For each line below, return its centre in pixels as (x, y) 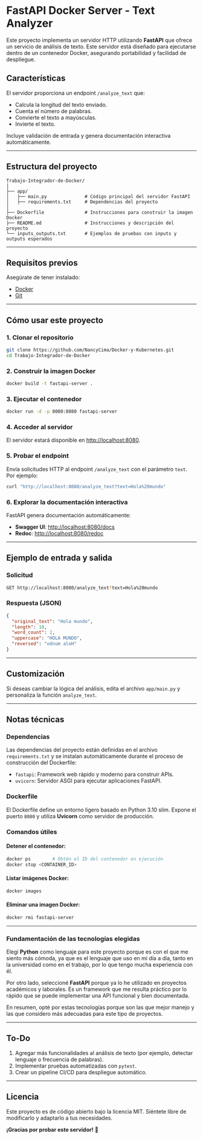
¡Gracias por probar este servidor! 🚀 (52, 1129)
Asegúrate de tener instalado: (43, 277)
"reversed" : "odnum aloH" (44, 644)
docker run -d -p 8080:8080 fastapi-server (62, 411)
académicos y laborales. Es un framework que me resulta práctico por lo (97, 989)
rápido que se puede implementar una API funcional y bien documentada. (98, 996)
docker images (24, 891)
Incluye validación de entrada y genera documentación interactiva (89, 135)
